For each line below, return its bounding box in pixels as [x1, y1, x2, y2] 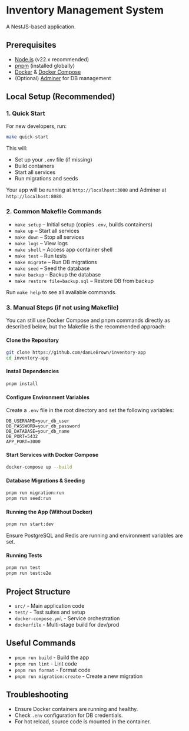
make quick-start [6, 134, 49, 140]
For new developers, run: [6, 123, 67, 130]
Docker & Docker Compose [14, 68, 81, 75]
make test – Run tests [14, 252, 67, 259]
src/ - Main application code [14, 602, 85, 610]
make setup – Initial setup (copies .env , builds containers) [14, 220, 153, 228]
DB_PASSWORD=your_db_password [6, 423, 81, 429]
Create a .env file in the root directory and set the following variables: [6, 407, 174, 414]
